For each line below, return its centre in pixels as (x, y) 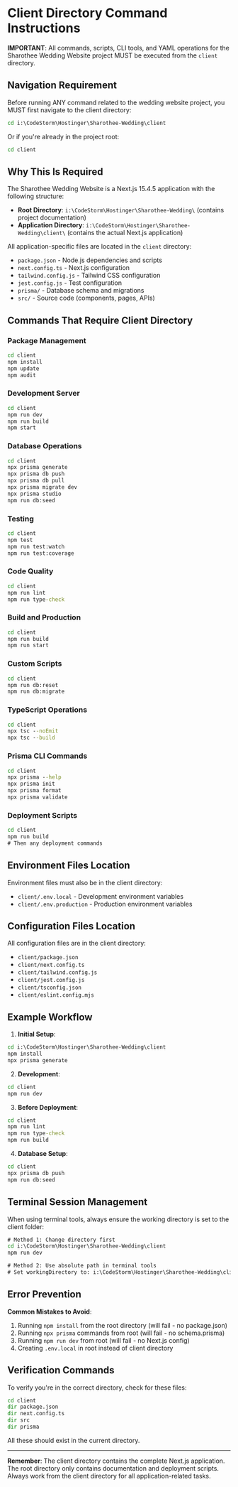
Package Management (47, 340)
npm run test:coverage (41, 553)
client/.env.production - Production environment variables (105, 904)
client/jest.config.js (51, 980)
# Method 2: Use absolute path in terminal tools (82, 1266)
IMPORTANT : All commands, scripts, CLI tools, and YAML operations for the (119, 48)
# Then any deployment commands (55, 843)
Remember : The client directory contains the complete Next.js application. (116, 1461)
